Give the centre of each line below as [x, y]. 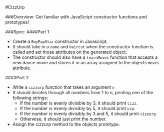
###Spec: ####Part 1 [27, 32]
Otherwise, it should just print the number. [63, 119]
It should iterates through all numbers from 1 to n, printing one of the [83, 92]
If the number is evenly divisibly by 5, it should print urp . [77, 108]
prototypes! [17, 22]
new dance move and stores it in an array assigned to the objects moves [86, 63]
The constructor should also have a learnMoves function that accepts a [85, 57]
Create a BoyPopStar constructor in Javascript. [60, 41]
